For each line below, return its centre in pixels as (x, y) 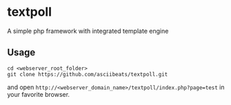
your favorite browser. (39, 94)
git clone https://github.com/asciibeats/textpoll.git (88, 74)
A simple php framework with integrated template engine (88, 31)
